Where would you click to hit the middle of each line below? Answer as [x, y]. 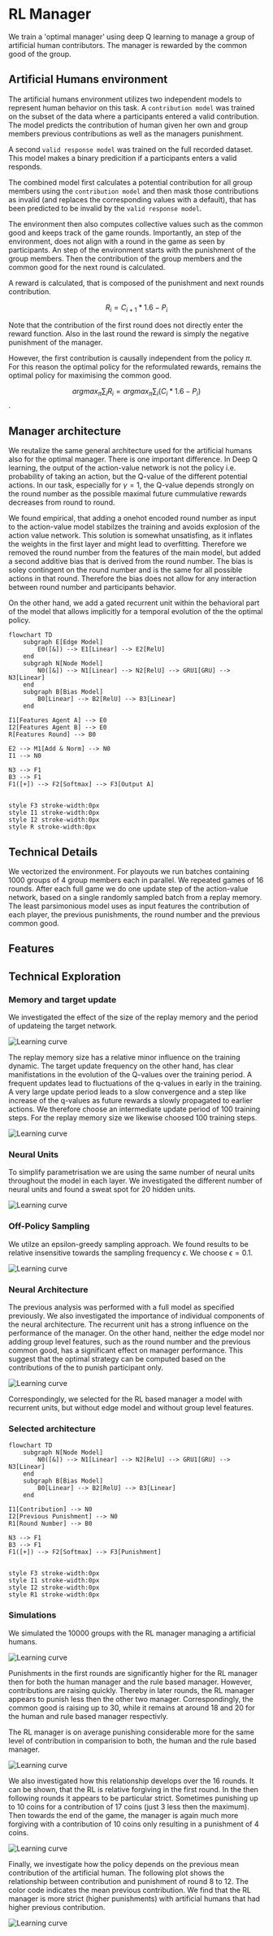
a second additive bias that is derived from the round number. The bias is [131, 561]
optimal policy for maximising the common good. [90, 375]
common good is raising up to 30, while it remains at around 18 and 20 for [132, 1708]
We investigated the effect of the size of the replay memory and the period [133, 1017]
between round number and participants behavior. [92, 587]
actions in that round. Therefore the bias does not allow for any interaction [133, 578]
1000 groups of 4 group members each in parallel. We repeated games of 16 [136, 880]
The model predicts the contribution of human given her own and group [128, 125]
